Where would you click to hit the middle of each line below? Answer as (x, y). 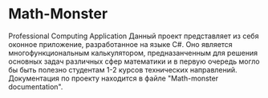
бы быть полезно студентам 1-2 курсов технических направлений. (123, 69)
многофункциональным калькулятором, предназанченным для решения (133, 53)
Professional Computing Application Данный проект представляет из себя (134, 36)
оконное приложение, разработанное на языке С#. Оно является (120, 44)
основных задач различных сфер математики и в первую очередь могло (134, 61)
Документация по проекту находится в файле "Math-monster (114, 78)
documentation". (36, 86)
